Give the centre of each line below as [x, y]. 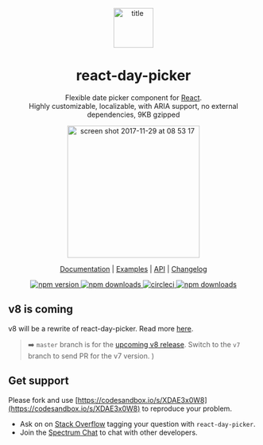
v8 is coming [41, 310]
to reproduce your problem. [187, 408]
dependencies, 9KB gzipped [133, 114]
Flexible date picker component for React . [133, 97]
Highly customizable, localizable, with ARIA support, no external [133, 106]
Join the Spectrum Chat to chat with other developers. [108, 432]
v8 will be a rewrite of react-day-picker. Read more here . [101, 328]
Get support [39, 381]
